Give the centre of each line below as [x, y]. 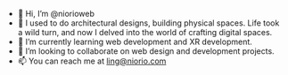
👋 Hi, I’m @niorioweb [56, 14]
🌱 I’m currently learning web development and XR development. [135, 41]
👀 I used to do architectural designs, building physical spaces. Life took [148, 23]
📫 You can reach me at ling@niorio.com [92, 61]
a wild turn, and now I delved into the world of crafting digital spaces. [145, 32]
